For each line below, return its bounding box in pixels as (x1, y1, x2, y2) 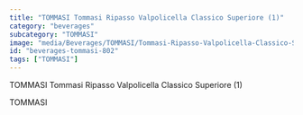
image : (9, 38, 34, 48)
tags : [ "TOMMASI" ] (9, 55, 78, 64)
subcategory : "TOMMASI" (9, 30, 99, 39)
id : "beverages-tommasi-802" (9, 47, 119, 56)
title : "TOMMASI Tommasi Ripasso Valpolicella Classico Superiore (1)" (9, 13, 284, 22)
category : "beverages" (9, 22, 95, 31)
